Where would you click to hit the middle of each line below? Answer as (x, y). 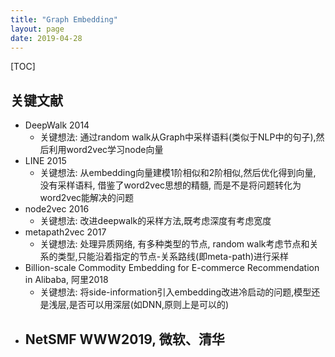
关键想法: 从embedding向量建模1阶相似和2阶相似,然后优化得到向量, (178, 173)
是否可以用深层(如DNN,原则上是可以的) (149, 305)
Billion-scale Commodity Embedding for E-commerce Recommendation (172, 268)
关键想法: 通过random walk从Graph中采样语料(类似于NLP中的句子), (178, 137)
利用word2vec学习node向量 (106, 150)
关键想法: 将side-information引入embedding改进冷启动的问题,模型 (175, 292)
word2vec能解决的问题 (87, 198)
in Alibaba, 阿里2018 (66, 280)
